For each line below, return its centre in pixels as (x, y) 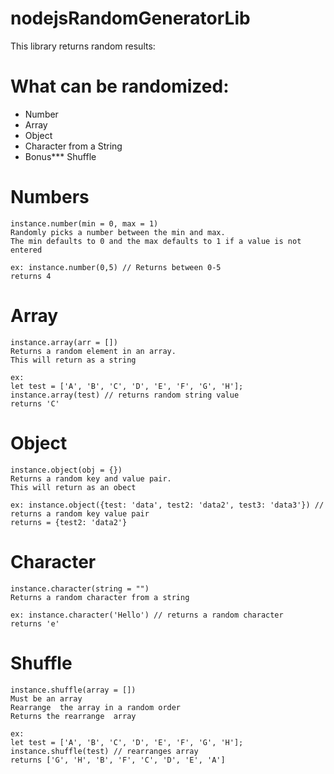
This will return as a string (73, 360)
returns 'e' (35, 623)
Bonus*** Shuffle (60, 156)
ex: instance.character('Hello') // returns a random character (147, 615)
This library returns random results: (83, 46)
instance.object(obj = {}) (66, 470)
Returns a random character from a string (100, 597)
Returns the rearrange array (73, 716)
